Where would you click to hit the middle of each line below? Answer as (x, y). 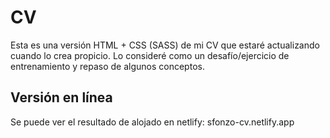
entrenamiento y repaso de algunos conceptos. (107, 66)
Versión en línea (61, 97)
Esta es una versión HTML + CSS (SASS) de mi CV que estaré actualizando (165, 45)
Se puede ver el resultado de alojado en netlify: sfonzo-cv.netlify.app (152, 122)
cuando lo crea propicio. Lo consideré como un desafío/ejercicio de (150, 55)
